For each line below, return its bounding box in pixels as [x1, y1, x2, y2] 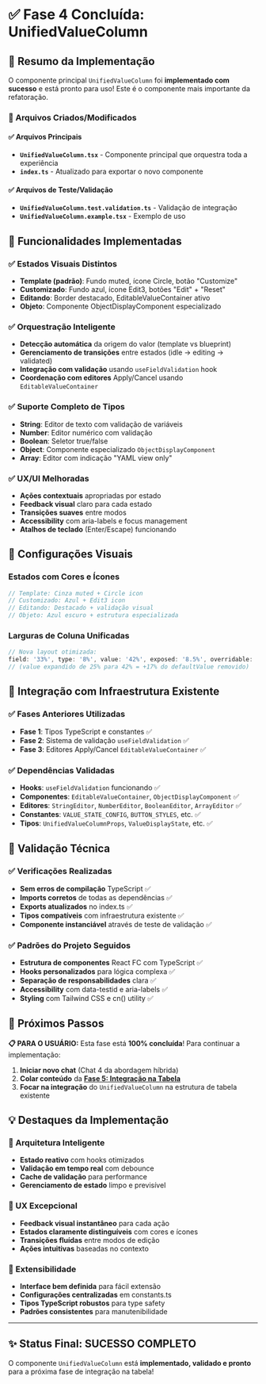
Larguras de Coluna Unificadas [8, 631, 130, 642]
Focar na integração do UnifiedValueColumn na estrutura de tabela [19, 1082, 237, 1091]
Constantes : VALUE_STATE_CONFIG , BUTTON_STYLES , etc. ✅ [19, 810, 201, 819]
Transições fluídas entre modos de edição [19, 1235, 160, 1244]
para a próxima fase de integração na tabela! [8, 1367, 154, 1376]
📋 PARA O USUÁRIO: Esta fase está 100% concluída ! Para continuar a [8, 1038, 240, 1048]
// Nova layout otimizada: [8, 648, 97, 656]
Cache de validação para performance [19, 1172, 148, 1182]
